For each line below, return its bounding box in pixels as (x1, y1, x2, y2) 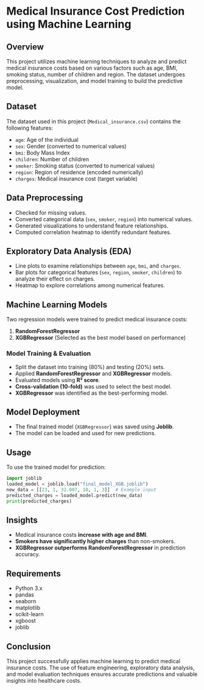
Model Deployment (6, 406, 80, 417)
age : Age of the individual (15, 136, 79, 143)
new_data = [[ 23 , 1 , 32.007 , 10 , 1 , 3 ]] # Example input (6, 486, 157, 493)
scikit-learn (15, 611, 44, 618)
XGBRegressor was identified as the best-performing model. (15, 389, 169, 397)
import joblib (6, 475, 43, 482)
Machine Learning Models (6, 299, 108, 310)
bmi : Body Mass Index (15, 149, 70, 156)
